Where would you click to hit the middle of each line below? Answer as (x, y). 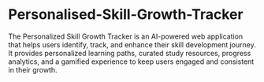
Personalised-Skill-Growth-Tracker (126, 15)
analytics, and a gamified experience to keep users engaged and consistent (131, 61)
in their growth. (33, 69)
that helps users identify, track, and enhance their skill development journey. (132, 44)
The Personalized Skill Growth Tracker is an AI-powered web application (126, 36)
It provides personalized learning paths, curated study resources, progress (130, 53)
